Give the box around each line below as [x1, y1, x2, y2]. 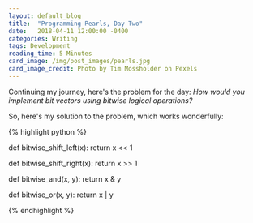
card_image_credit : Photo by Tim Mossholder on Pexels [8, 65, 198, 73]
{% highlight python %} [8, 127, 87, 136]
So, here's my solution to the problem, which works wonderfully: [8, 111, 225, 121]
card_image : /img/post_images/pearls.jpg [8, 58, 151, 66]
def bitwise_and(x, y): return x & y [8, 174, 122, 183]
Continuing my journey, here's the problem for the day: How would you [8, 87, 246, 96]
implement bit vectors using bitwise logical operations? [8, 95, 193, 105]
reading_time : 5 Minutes [8, 49, 92, 58]
